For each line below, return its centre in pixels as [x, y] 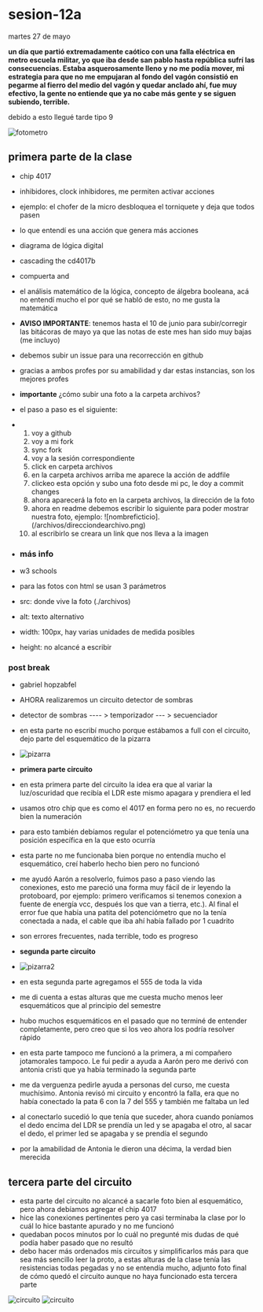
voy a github [51, 433]
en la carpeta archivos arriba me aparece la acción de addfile [130, 475]
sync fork [47, 450]
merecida [35, 1157]
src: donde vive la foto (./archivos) [75, 602]
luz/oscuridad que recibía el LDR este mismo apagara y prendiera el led [135, 793]
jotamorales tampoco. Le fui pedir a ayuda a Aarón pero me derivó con [134, 1062]
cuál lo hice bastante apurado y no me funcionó [97, 1226]
